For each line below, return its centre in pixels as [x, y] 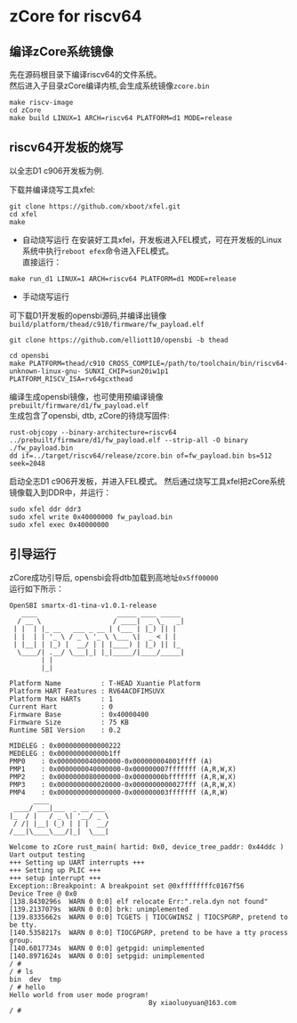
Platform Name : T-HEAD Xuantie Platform [105, 683]
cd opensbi [29, 355]
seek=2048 [28, 463]
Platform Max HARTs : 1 [61, 699]
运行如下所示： [36, 589]
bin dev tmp [36, 979]
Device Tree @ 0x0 [43, 893]
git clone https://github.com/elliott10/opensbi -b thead [119, 340]
